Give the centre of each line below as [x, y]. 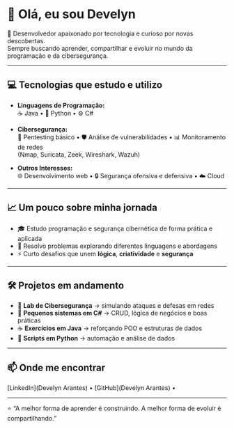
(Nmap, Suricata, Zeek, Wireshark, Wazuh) [79, 154]
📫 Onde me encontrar [56, 367]
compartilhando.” [32, 419]
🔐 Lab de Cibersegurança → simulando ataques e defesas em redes [116, 306]
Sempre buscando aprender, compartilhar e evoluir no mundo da [100, 48]
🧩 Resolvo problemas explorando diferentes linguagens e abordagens [117, 246]
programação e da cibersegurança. [58, 56]
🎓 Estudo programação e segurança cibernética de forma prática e [115, 228]
